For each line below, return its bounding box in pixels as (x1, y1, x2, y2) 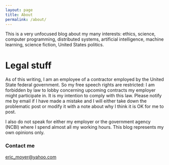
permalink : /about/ (5, 17, 47, 22)
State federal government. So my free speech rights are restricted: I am (5, 82, 155, 88)
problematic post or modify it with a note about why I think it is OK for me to (5, 103, 164, 109)
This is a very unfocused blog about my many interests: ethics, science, (5, 31, 156, 37)
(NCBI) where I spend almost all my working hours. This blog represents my (5, 124, 164, 130)
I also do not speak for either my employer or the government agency (5, 119, 151, 125)
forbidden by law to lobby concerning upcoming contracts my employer (5, 87, 156, 93)
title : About (5, 12, 33, 17)
